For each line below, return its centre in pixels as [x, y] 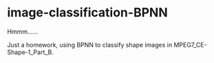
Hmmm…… [23, 32]
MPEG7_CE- [191, 45]
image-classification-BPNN [87, 13]
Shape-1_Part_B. [30, 52]
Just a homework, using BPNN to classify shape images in [90, 45]
